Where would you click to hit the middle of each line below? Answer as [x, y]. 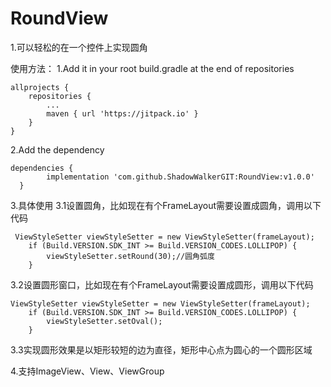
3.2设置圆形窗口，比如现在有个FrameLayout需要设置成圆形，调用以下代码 [162, 284]
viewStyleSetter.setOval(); [104, 321]
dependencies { [42, 168]
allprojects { [40, 87]
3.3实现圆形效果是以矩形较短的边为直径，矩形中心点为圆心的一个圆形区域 [161, 349]
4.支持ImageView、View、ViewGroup [87, 371]
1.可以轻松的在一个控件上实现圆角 [79, 47]
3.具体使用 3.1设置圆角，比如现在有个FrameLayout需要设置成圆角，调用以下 [166, 205]
